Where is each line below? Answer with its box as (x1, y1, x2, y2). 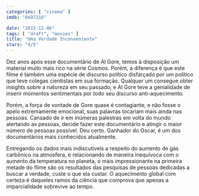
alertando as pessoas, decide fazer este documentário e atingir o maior (6, 121, 182, 127)
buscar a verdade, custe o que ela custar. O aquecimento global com (6, 170, 176, 177)
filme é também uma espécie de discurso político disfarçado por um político (6, 71, 194, 78)
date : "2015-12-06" (6, 25, 55, 31)
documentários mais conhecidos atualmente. (6, 133, 117, 140)
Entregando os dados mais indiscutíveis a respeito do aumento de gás (6, 145, 179, 152)
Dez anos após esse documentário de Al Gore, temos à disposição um (6, 58, 179, 65)
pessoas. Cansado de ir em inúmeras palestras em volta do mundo (6, 114, 171, 121)
